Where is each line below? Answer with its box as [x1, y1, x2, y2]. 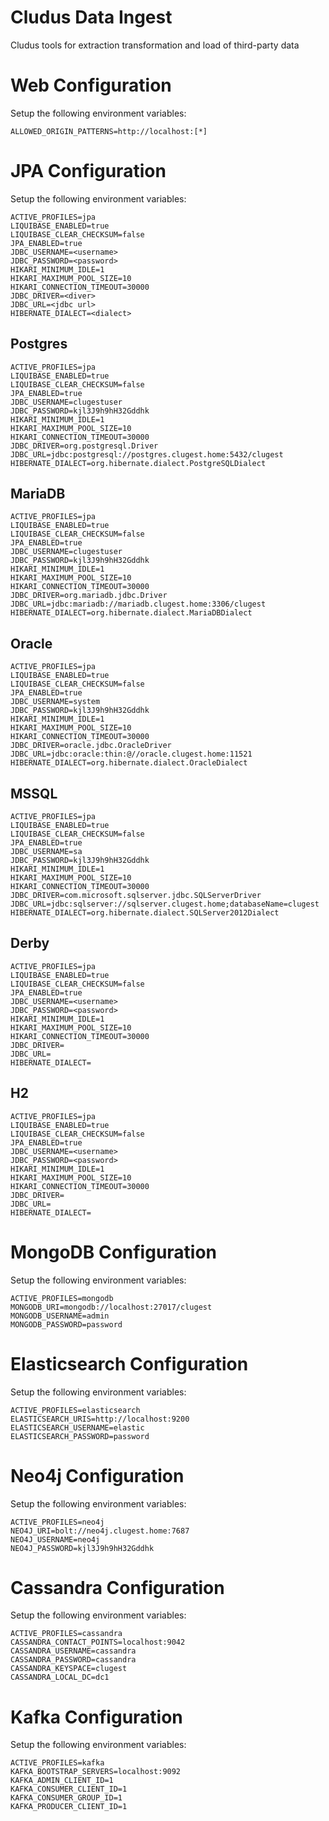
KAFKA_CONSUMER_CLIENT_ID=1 [10, 1784, 128, 1795]
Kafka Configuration [10, 1706, 183, 1728]
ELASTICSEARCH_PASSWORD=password [10, 1431, 150, 1441]
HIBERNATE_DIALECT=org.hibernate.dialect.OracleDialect [10, 758, 248, 768]
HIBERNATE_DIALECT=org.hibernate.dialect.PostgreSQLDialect [10, 458, 267, 468]
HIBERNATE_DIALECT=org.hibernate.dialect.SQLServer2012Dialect [10, 908, 280, 918]
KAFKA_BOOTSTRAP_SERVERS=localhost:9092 [10, 1767, 182, 1777]
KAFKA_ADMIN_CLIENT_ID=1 [10, 1776, 114, 1786]
